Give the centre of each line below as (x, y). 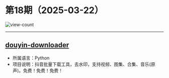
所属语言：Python (31, 58)
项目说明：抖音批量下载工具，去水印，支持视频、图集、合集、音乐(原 (84, 64)
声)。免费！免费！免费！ (37, 70)
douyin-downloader (37, 45)
